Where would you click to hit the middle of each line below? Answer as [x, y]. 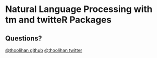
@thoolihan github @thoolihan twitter [44, 50]
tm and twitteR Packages [58, 20]
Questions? [24, 38]
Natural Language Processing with [79, 9]
